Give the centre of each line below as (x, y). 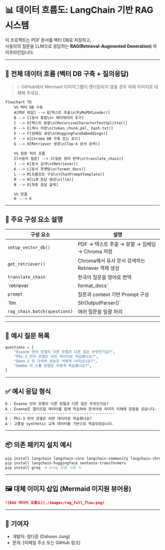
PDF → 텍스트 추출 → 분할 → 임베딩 (117, 244)
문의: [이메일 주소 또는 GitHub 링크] (46, 543)
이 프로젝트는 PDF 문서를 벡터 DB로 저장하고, (48, 40)
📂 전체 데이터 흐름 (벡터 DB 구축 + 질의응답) (67, 74)
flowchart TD (18, 102)
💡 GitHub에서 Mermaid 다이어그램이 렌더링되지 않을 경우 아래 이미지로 (85, 87)
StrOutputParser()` (99, 303)
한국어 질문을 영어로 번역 (105, 277)
